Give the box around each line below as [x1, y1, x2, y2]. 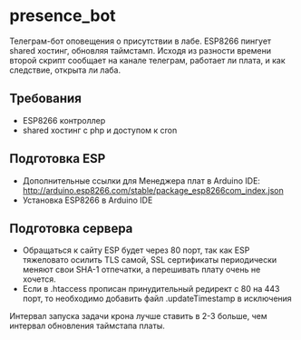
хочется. [22, 274, 56, 285]
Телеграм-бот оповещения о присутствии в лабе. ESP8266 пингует [9, 35, 272, 46]
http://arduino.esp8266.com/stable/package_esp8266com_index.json [22, 185, 284, 195]
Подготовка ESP [9, 151, 106, 166]
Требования [9, 91, 82, 106]
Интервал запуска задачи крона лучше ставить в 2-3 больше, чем [9, 311, 267, 322]
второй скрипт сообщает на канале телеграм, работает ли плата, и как [9, 55, 286, 65]
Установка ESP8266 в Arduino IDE [22, 195, 153, 205]
